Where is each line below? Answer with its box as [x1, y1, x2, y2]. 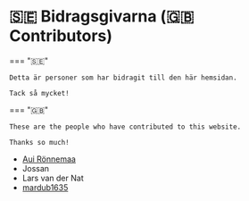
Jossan [21, 163, 50, 173]
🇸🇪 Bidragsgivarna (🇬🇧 [9, 6, 195, 27]
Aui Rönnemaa [21, 154, 76, 164]
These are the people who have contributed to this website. [9, 122, 242, 131]
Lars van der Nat [21, 172, 84, 183]
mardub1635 [21, 181, 69, 193]
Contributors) [9, 26, 113, 46]
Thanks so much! [9, 138, 70, 147]
